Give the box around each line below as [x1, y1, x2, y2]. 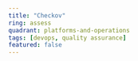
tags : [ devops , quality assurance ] [8, 33, 127, 42]
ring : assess [8, 19, 52, 27]
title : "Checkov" [8, 11, 66, 20]
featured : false [8, 41, 62, 49]
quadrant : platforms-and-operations [8, 26, 130, 34]
